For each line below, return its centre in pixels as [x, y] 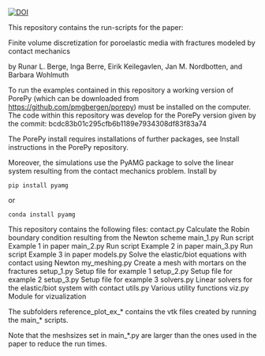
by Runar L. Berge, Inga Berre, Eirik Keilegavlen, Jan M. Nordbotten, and [125, 66]
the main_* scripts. [38, 320]
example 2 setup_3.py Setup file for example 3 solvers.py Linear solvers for [131, 279]
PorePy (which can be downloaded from [74, 98]
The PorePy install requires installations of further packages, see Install [124, 139]
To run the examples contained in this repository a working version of [121, 90]
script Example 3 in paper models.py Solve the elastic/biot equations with [127, 254]
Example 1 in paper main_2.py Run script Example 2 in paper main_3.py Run [131, 246]
